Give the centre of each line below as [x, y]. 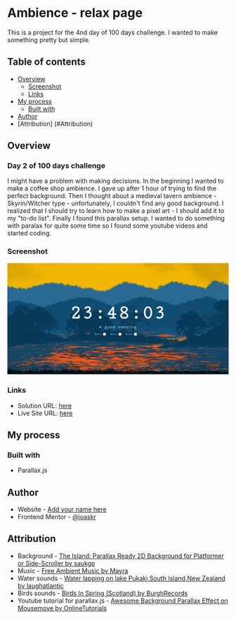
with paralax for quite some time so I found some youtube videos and [107, 226]
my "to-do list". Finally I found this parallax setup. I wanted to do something [116, 219]
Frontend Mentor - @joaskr [57, 517]
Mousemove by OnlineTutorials [62, 608]
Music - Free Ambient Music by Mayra [73, 571]
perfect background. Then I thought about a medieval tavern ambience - [112, 196]
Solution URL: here [45, 405]
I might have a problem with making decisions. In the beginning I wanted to [116, 181]
